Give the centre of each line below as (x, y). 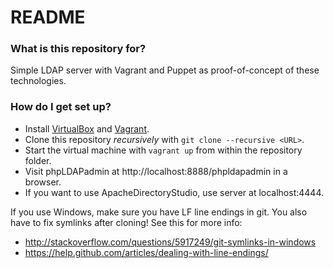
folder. (38, 160)
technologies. (38, 81)
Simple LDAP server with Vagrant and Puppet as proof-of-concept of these (165, 70)
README (48, 17)
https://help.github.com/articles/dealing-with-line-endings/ (146, 252)
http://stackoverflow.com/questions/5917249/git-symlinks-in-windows (170, 242)
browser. (43, 182)
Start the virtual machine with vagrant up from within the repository (163, 150)
